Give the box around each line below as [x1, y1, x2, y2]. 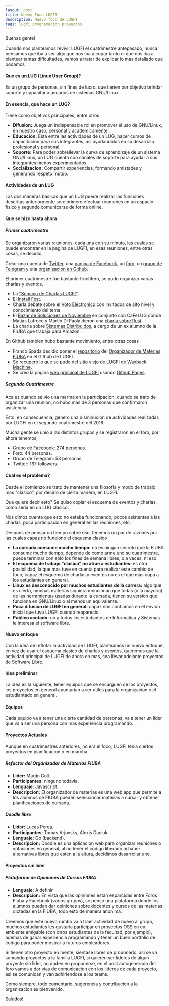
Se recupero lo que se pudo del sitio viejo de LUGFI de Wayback [12, 359, 147, 365]
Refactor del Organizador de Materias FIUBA [5, 760, 101, 766]
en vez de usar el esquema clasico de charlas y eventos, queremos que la [5, 648, 159, 654]
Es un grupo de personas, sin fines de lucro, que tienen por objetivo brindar [5, 84, 162, 90]
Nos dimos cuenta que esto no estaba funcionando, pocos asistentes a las [5, 514, 160, 520]
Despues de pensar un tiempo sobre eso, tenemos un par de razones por [5, 529, 158, 535]
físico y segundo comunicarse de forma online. [5, 204, 103, 210]
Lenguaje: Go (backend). [12, 835, 66, 841]
